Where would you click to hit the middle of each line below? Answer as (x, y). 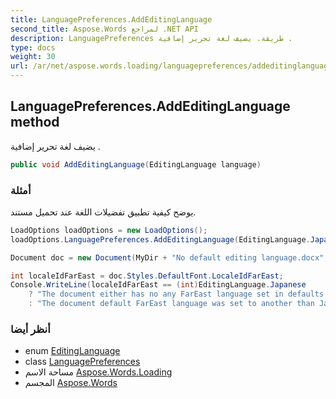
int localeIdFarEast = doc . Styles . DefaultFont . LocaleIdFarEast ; (147, 276)
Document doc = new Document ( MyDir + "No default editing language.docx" (167, 257)
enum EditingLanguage (72, 351)
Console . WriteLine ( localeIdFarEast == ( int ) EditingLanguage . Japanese (158, 285)
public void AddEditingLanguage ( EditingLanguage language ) (136, 164)
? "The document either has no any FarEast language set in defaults (176, 294)
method (35, 122)
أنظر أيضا (30, 329)
